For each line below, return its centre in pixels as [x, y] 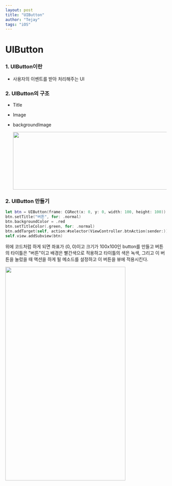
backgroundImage [32, 125]
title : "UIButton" [25, 15]
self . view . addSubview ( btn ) [34, 236]
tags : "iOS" [18, 24]
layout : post [19, 10]
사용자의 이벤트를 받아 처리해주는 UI [48, 79]
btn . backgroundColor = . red [35, 222]
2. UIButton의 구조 [27, 93]
